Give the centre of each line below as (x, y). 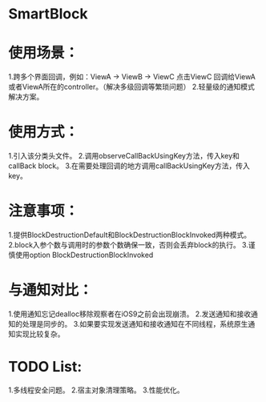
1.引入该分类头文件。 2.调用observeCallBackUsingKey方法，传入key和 (124, 156)
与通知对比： (51, 290)
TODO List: (45, 367)
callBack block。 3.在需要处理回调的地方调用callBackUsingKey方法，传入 (129, 166)
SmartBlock (48, 14)
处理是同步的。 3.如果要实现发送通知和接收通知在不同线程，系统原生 (135, 324)
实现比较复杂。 (40, 334)
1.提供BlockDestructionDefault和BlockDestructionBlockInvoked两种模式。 (129, 235)
